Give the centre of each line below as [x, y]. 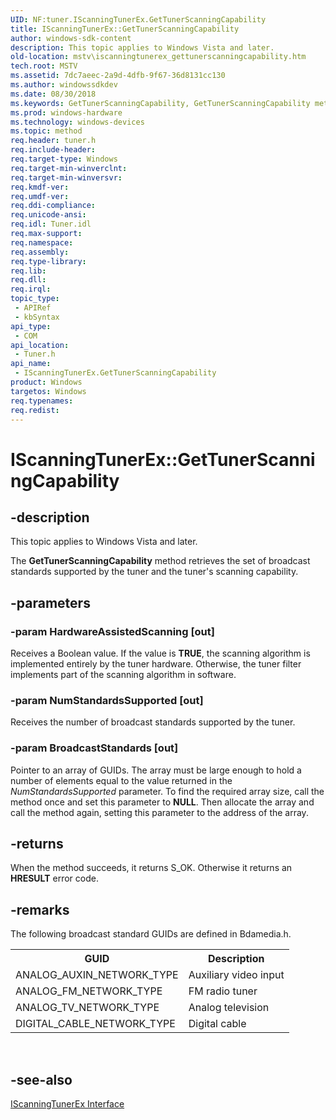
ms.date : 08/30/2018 [53, 94]
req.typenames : [42, 401]
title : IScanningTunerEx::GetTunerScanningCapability [125, 29]
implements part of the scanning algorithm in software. [123, 675]
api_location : [40, 345]
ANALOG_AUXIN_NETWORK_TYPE [97, 975]
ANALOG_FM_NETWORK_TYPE [89, 991]
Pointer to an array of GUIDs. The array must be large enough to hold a [156, 770]
